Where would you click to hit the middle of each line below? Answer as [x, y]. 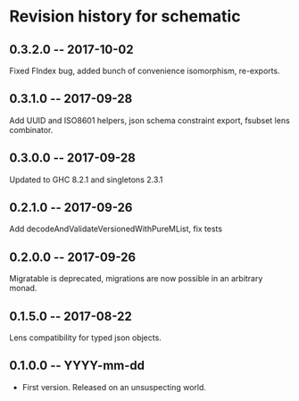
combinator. [31, 129]
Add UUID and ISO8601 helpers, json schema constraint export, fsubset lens [149, 120]
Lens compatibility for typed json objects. [86, 338]
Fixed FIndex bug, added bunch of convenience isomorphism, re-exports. [145, 71]
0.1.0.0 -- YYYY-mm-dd [77, 366]
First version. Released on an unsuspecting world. [114, 387]
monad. [23, 288]
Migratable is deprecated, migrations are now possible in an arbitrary [136, 279]
